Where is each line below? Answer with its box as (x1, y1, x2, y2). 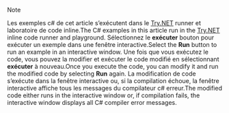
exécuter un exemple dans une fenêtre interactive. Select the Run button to (7, 41, 217, 48)
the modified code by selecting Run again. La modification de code (7, 69, 196, 78)
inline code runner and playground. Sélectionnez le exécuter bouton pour (7, 33, 215, 42)
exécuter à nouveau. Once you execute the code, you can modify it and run (7, 63, 219, 70)
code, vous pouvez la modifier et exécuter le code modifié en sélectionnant (7, 55, 219, 63)
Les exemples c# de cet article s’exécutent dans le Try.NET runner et (7, 19, 202, 27)
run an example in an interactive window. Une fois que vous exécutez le (7, 48, 208, 56)
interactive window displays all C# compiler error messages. (7, 99, 177, 106)
